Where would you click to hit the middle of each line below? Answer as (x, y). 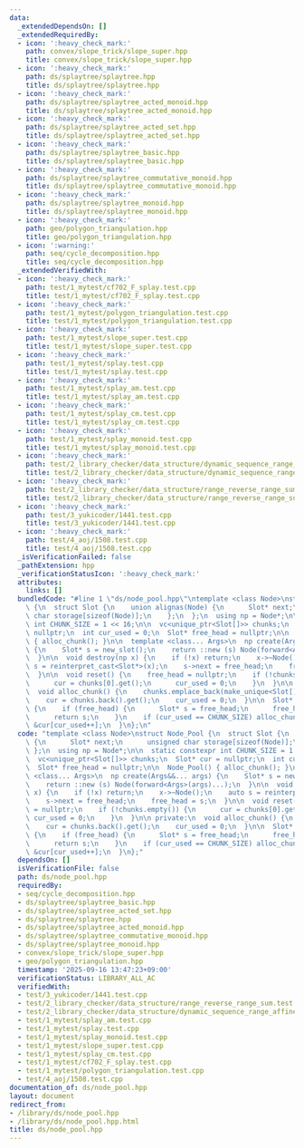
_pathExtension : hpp (56, 565)
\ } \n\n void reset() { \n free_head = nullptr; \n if (143, 675)
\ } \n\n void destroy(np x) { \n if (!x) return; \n (133, 658)
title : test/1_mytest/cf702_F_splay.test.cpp (113, 295)
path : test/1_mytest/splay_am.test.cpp (101, 389)
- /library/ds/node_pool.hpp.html (75, 1121)
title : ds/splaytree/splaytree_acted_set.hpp (113, 136)
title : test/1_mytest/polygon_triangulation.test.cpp (129, 321)
